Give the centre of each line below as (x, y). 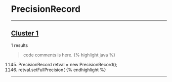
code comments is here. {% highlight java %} (69, 55)
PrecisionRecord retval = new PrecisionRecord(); (68, 64)
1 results (20, 45)
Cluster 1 (25, 33)
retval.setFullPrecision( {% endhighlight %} (62, 70)
